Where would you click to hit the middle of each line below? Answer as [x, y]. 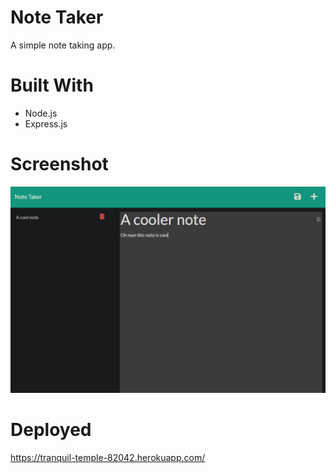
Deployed [51, 429]
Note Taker [57, 17]
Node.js [41, 113]
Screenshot [59, 164]
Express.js [46, 123]
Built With [52, 85]
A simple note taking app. [63, 45]
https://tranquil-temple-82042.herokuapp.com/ [108, 457]
